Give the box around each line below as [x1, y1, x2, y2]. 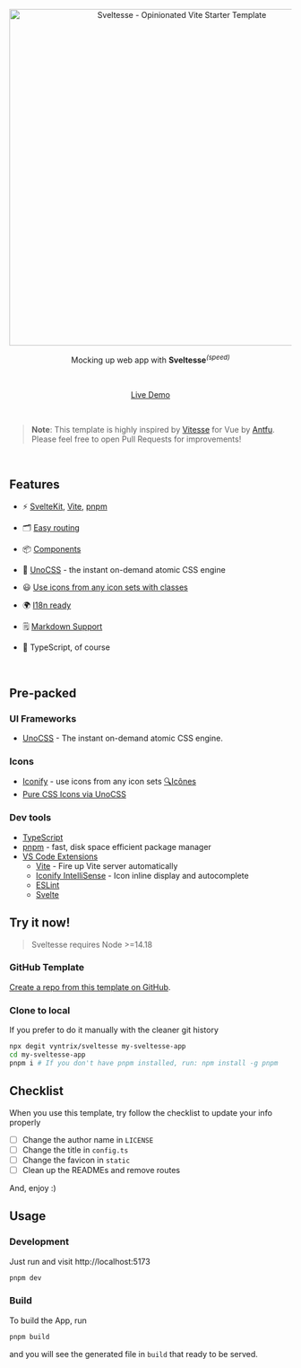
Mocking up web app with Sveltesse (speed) [71, 353, 230, 365]
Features [9, 477, 60, 493]
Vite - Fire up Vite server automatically [35, 860, 178, 871]
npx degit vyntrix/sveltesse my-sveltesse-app [9, 1042, 186, 1051]
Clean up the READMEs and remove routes [21, 1164, 181, 1175]
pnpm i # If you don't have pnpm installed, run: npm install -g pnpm [9, 1058, 279, 1067]
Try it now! [9, 916, 71, 931]
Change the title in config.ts [21, 1144, 129, 1155]
